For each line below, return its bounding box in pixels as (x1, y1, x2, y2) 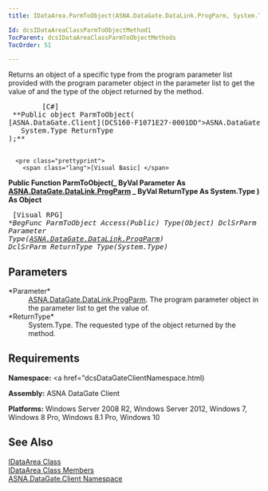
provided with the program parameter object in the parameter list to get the (8, 78, 255, 88)
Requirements (8, 352, 80, 366)
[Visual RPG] (12, 211, 64, 220)
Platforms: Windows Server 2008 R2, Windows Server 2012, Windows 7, (8, 404, 247, 414)
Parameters (8, 265, 68, 279)
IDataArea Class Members (8, 465, 94, 475)
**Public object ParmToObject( (12, 110, 135, 120)
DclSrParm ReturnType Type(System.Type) (8, 243, 169, 251)
